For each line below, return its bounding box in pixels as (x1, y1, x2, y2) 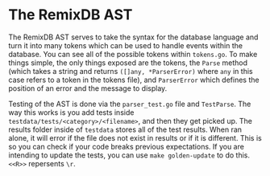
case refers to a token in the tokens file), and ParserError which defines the (8, 75, 260, 84)
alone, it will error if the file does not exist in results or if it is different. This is (8, 133, 262, 142)
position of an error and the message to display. (8, 83, 168, 93)
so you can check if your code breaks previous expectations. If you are (8, 141, 244, 151)
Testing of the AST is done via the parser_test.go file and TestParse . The (8, 99, 251, 108)
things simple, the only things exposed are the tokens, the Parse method (8, 58, 248, 68)
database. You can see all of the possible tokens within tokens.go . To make (8, 49, 258, 59)
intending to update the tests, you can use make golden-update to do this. (8, 150, 250, 160)
